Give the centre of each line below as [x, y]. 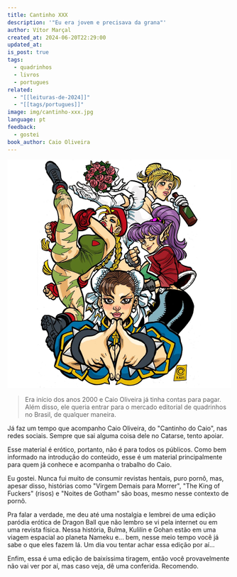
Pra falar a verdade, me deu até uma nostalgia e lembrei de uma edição [112, 515]
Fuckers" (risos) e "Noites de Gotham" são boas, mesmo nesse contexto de [118, 493]
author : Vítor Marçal [39, 30]
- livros [27, 74]
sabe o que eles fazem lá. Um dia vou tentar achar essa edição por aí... [111, 544]
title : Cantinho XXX [38, 15]
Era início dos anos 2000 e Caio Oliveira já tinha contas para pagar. [123, 399]
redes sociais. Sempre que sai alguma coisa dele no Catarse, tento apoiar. [116, 435]
